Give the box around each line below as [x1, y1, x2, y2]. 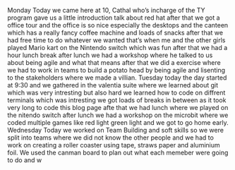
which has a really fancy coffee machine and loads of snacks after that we [7, 28, 224, 37]
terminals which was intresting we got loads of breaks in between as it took [7, 96, 227, 104]
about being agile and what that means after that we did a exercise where [7, 59, 221, 66]
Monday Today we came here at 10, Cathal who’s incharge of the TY [7, 6, 206, 14]
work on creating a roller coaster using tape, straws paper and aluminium [7, 141, 220, 149]
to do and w [7, 156, 42, 164]
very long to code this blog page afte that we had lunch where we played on [7, 104, 229, 111]
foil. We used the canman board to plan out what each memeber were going [7, 148, 229, 157]
